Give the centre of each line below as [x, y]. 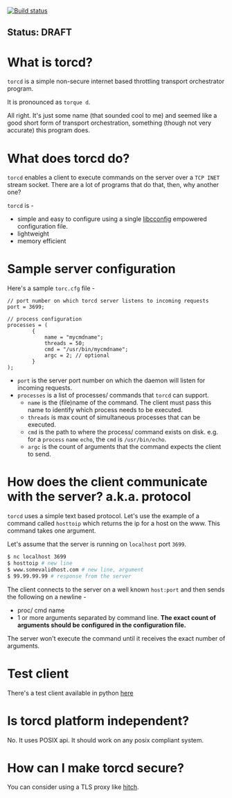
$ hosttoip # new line [40, 564]
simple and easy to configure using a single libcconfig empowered [112, 219]
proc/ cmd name [41, 610]
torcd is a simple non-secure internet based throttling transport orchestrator [116, 81]
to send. [39, 454]
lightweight [33, 234]
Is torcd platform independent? [98, 721]
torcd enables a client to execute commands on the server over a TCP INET [114, 177]
